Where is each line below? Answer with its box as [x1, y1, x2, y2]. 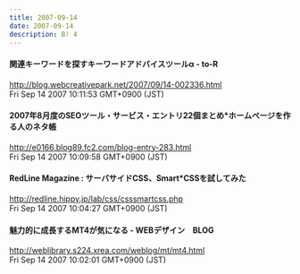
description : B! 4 [9, 30, 78, 39]
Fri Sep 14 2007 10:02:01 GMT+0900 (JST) [9, 254, 167, 265]
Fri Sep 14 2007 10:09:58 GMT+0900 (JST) [9, 151, 168, 162]
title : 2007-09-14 [9, 13, 78, 22]
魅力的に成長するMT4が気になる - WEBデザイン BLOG [9, 225, 214, 235]
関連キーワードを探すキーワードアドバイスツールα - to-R [9, 58, 219, 69]
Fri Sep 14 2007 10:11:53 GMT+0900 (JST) [9, 89, 165, 99]
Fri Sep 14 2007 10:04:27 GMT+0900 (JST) [9, 202, 168, 213]
